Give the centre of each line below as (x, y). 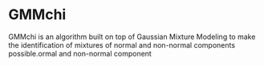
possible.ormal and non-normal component (80, 53)
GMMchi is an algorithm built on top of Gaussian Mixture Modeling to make (132, 37)
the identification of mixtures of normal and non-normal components (122, 45)
